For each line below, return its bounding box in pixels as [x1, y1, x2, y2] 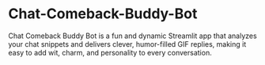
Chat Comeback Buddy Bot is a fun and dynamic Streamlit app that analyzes [8, 31, 257, 40]
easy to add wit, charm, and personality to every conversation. [8, 48, 212, 57]
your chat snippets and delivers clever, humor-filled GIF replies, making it [8, 39, 247, 48]
